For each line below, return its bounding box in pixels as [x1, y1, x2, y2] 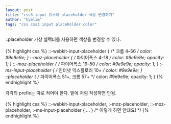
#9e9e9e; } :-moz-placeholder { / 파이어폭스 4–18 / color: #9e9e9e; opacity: [5, 55, 164, 61]
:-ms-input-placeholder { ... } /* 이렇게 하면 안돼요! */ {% [32, 107, 149, 113]
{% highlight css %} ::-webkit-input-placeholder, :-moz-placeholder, [5, 101, 149, 107]
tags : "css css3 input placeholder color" [5, 21, 97, 27]
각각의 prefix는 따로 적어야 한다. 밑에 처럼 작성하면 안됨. [5, 90, 117, 96]
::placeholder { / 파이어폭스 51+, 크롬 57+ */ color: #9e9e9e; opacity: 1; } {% [5, 73, 163, 80]
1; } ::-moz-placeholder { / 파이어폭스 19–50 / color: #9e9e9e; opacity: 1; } [5, 61, 159, 67]
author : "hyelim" [5, 17, 42, 22]
